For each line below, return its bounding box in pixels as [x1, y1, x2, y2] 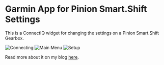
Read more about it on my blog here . [5, 54, 79, 60]
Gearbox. [5, 35, 24, 41]
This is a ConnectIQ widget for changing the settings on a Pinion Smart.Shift [5, 30, 159, 36]
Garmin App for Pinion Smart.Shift [5, 3, 147, 15]
